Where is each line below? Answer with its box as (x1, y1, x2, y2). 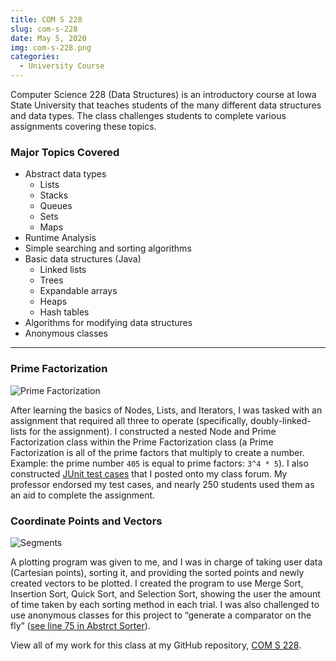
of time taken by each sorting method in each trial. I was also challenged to (10, 598, 320, 610)
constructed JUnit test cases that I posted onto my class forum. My (10, 467, 288, 480)
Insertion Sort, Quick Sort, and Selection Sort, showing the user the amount (10, 587, 321, 600)
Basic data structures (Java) (24, 253, 142, 265)
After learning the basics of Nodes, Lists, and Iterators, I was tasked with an (10, 404, 323, 416)
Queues (39, 200, 73, 212)
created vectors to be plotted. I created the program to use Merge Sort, (10, 577, 304, 589)
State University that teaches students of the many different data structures (10, 99, 322, 111)
